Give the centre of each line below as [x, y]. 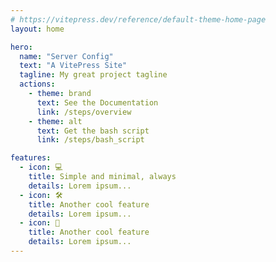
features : [31, 158]
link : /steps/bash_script [90, 140]
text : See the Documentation [97, 102]
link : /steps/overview [84, 112]
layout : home [37, 29]
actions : [37, 84]
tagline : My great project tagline [93, 75]
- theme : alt [55, 121]
